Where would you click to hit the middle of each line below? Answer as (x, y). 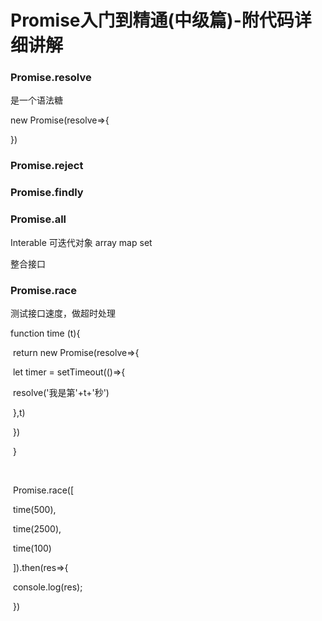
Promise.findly (47, 193)
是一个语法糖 (36, 100)
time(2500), (37, 528)
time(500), (34, 509)
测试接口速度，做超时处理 (63, 313)
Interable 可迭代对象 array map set (81, 242)
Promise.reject (47, 166)
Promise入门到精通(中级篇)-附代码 (152, 20)
